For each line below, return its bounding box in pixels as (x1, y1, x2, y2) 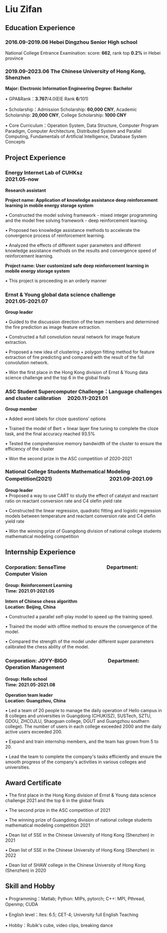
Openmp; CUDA (5, 901, 38, 907)
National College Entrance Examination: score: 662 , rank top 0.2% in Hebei (5, 50, 161, 56)
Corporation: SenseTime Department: (5, 564, 138, 571)
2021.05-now (5, 176, 39, 183)
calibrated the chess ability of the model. (5, 644, 89, 650)
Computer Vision (5, 571, 47, 578)
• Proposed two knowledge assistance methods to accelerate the (5, 227, 140, 233)
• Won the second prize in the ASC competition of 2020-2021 (5, 456, 132, 462)
